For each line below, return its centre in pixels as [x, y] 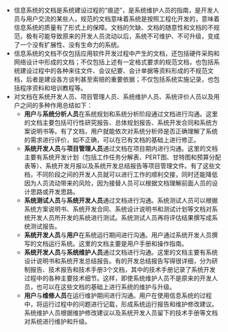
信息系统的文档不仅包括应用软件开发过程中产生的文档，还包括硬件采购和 [116, 53]
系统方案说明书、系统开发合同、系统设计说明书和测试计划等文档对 [118, 209]
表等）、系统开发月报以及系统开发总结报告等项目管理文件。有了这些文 [122, 166]
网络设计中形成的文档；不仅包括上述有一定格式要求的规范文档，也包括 [114, 62]
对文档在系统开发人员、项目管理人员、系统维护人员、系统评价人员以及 [114, 96]
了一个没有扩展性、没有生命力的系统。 [68, 45]
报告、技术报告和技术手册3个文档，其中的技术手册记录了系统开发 [123, 269]
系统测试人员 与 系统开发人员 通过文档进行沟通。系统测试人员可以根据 [121, 200]
